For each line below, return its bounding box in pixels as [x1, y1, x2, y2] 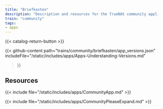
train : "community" [5, 16, 45, 21]
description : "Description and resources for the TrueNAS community [5, 12, 147, 16]
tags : [5, 20, 16, 26]
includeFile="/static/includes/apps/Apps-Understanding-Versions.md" [5, 53, 146, 59]
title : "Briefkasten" [5, 7, 49, 12]
